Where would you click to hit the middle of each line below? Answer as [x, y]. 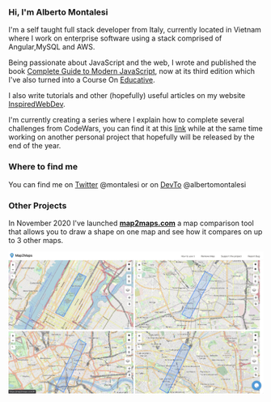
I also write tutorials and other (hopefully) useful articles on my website [127, 96]
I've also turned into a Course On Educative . [82, 80]
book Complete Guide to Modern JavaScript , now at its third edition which [132, 71]
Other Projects [38, 205]
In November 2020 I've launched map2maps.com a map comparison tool [131, 223]
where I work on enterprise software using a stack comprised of [115, 38]
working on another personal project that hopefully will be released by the [131, 137]
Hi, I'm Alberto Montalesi [58, 12]
